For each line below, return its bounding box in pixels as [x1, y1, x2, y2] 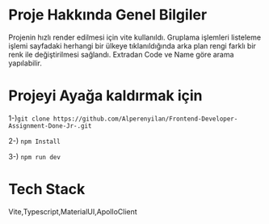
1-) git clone [8, 113, 50, 123]
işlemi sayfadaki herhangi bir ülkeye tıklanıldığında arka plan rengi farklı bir [8, 40, 257, 50]
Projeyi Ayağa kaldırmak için [8, 87, 203, 105]
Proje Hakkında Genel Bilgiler [8, 6, 208, 24]
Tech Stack [8, 180, 86, 199]
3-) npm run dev [8, 151, 61, 161]
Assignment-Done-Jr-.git [8, 121, 92, 130]
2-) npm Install [8, 136, 61, 146]
